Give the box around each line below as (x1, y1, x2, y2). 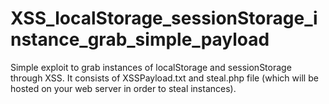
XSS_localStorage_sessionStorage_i (10, 7, 318, 30)
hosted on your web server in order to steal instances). (10, 82, 237, 94)
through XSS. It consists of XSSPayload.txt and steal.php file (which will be (10, 72, 319, 84)
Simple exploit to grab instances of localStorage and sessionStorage (10, 61, 292, 73)
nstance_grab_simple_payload (10, 28, 270, 51)
